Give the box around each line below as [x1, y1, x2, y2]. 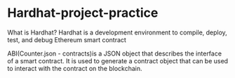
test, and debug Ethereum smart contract [7, 35, 126, 44]
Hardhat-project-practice [7, 5, 159, 21]
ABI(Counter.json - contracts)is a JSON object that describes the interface [7, 49, 222, 58]
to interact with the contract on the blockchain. [7, 64, 142, 72]
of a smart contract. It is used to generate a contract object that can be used [7, 56, 229, 65]
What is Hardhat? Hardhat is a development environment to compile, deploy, [7, 28, 228, 37]
